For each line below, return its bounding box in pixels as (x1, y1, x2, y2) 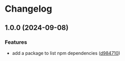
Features (5, 39, 27, 46)
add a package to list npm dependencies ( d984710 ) (12, 50, 120, 56)
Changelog (5, 3, 52, 15)
